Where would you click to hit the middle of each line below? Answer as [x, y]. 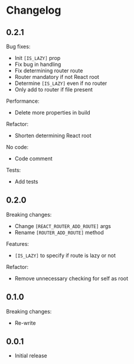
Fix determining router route [49, 71]
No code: [17, 147]
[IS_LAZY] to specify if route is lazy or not [65, 255]
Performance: [23, 101]
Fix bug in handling [38, 64]
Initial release [31, 356]
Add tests [26, 181]
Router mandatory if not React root [57, 77]
